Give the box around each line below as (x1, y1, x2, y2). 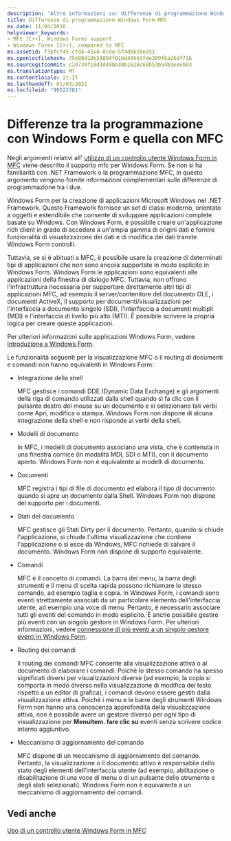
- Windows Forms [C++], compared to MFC (7, 42, 125, 49)
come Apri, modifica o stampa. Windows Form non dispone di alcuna (16, 409, 213, 417)
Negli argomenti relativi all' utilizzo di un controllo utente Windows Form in (7, 154, 217, 162)
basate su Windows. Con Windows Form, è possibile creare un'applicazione (7, 218, 223, 227)
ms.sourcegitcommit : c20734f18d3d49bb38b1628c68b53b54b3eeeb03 (7, 61, 192, 68)
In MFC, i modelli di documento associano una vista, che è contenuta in (16, 443, 220, 451)
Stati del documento (16, 512, 75, 521)
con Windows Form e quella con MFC (7, 131, 224, 146)
